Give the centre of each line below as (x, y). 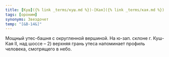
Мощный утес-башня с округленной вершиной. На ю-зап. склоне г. (79, 38)
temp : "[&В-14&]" (24, 24)
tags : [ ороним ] (21, 15)
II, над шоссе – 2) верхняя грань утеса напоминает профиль (80, 44)
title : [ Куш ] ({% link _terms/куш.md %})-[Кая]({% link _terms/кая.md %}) (85, 10)
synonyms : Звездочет (27, 19)
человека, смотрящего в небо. (39, 49)
